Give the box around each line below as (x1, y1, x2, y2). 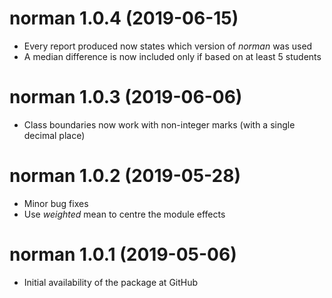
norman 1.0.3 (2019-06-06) (9, 86, 243, 109)
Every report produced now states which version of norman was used (23, 40, 313, 52)
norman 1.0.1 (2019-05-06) (9, 243, 237, 266)
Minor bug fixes (23, 197, 89, 209)
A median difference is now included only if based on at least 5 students (23, 50, 322, 62)
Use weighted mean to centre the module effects (23, 208, 226, 220)
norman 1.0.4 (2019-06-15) (9, 7, 239, 30)
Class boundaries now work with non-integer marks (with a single (23, 118, 296, 131)
